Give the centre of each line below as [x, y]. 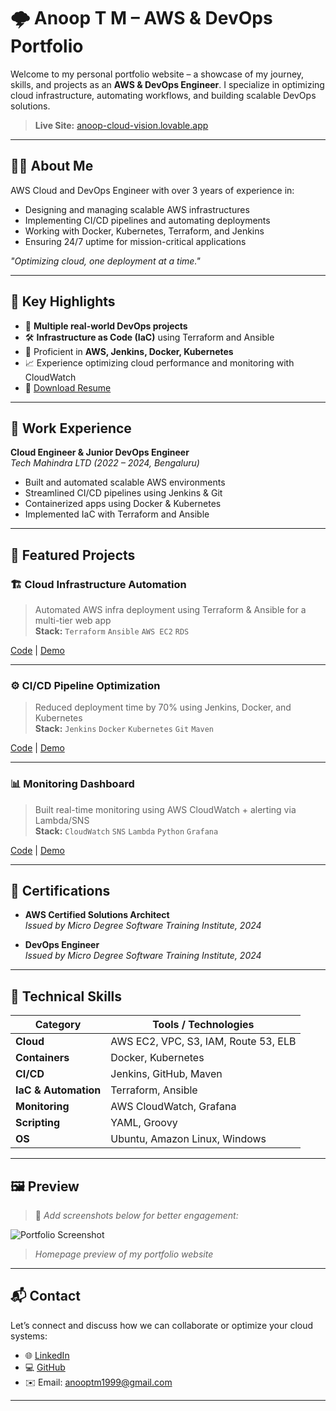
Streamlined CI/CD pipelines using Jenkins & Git [123, 493]
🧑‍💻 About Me [52, 166]
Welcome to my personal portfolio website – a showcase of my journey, [157, 74]
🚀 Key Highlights [63, 301]
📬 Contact [45, 1296]
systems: [29, 1336]
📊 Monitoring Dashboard [72, 784]
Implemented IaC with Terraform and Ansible [117, 514]
